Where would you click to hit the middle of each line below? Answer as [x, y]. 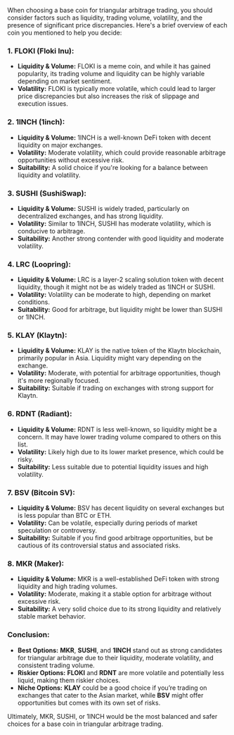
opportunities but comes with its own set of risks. [89, 703]
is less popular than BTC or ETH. [64, 516]
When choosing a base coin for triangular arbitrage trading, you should [110, 10]
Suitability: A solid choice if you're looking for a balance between [113, 167]
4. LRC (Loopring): [39, 264]
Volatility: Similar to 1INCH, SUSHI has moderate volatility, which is [114, 223]
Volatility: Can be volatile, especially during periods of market [108, 523]
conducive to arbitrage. [51, 231]
